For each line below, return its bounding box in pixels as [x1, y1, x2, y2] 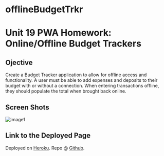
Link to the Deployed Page [5, 131, 91, 140]
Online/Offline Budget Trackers [5, 38, 141, 50]
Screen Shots [5, 103, 50, 112]
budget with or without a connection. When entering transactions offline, [5, 83, 159, 89]
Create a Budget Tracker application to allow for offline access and [5, 72, 147, 78]
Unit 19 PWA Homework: [5, 27, 112, 39]
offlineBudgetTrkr [5, 4, 83, 15]
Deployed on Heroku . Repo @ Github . [5, 145, 85, 151]
